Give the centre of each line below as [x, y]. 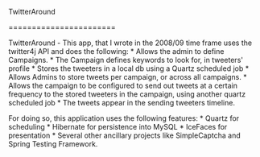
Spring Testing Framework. [53, 144]
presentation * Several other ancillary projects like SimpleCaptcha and [125, 135]
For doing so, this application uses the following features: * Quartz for [124, 118]
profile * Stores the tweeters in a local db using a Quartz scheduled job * [129, 68]
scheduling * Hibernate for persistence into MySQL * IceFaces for [118, 127]
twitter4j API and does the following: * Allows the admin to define [116, 51]
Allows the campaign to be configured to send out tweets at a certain [123, 85]
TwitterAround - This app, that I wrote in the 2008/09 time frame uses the [130, 43]
